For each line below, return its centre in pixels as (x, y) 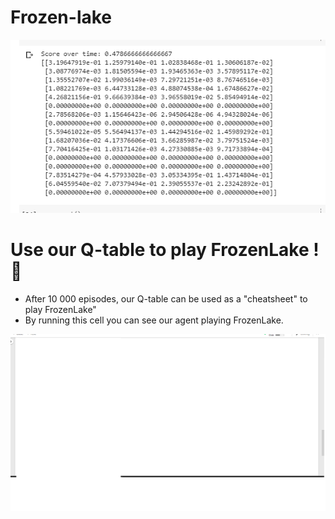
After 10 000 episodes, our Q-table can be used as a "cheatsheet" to (166, 298)
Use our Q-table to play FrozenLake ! (165, 249)
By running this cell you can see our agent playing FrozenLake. (154, 320)
